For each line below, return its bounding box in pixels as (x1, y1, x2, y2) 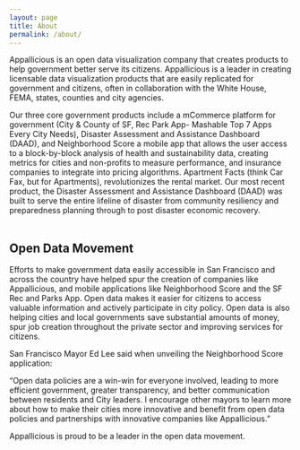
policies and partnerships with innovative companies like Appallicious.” (9, 413, 271, 424)
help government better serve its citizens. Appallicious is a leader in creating (9, 64, 292, 74)
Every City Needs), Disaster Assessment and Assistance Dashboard (9, 129, 261, 140)
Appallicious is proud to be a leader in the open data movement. (9, 431, 245, 442)
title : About (9, 22, 58, 30)
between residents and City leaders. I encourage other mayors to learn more (9, 394, 292, 405)
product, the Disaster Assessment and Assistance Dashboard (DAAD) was (9, 186, 283, 197)
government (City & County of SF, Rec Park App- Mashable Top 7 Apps (9, 119, 272, 130)
